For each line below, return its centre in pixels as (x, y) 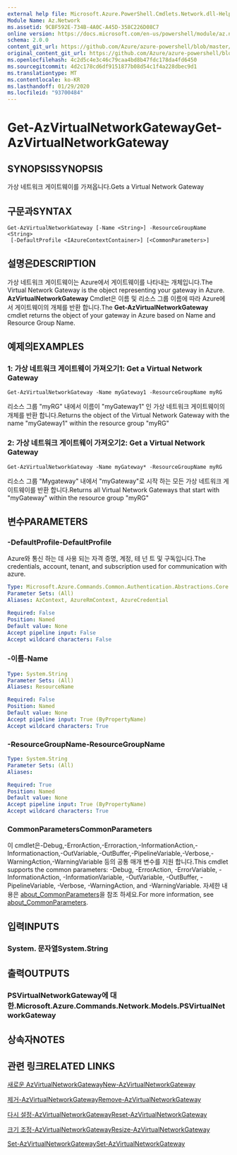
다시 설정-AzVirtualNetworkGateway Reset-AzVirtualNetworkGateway (107, 1115)
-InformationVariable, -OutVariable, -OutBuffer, (130, 877)
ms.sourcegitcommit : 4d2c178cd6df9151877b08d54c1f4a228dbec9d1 (102, 66)
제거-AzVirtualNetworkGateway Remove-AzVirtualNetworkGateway (104, 1100)
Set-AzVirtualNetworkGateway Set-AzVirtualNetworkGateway (96, 1144)
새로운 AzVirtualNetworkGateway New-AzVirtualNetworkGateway (102, 1085)
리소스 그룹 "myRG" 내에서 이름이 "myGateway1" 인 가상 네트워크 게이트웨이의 (116, 407)
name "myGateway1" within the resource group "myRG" (88, 423)
